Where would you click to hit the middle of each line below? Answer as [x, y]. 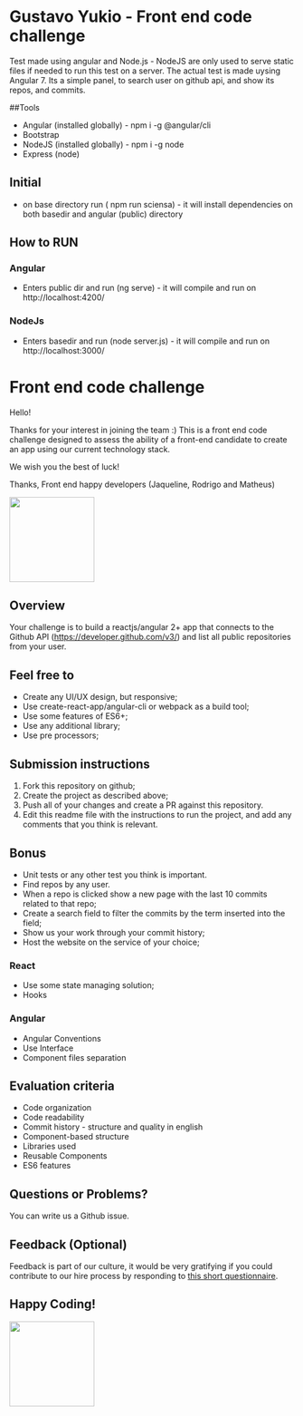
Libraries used [49, 1146]
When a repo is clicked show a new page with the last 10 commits [145, 894]
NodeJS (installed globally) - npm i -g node [103, 144]
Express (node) [51, 154]
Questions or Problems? [79, 1194]
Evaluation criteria [62, 1086]
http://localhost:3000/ [63, 350]
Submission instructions [80, 764]
